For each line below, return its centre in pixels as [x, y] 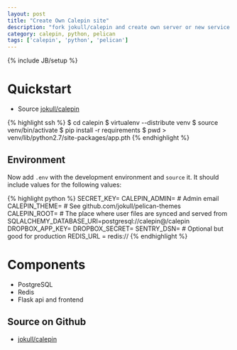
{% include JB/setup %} [43, 60]
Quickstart [40, 89]
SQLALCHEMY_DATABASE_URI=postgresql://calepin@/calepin [99, 221]
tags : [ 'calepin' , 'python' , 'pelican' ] [68, 40]
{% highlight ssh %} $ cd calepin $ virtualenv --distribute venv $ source [113, 123]
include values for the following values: [65, 185]
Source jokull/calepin [48, 109]
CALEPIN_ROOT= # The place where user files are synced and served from [117, 213]
